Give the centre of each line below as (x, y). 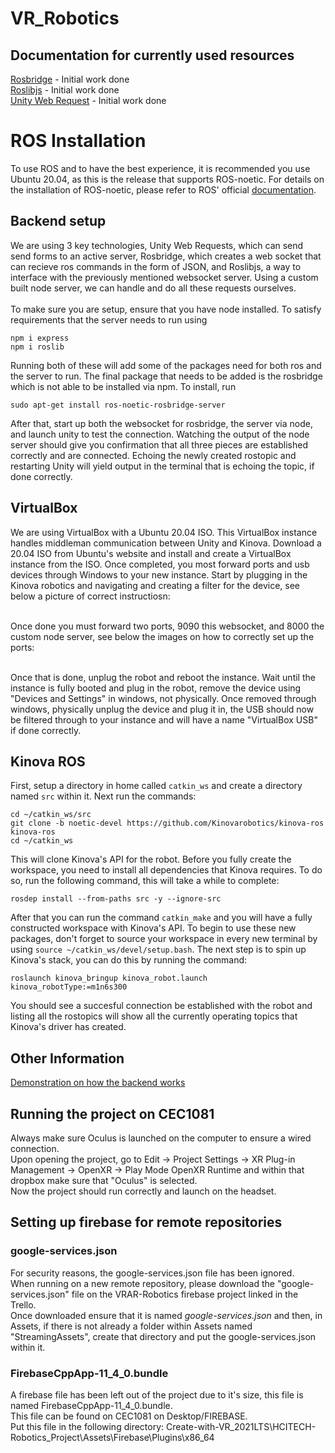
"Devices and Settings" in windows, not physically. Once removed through (163, 698)
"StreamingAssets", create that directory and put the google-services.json (163, 1336)
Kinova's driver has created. (68, 1027)
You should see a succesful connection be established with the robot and (161, 1006)
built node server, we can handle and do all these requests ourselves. (153, 288)
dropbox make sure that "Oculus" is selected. (104, 1180)
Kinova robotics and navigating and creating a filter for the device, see (155, 585)
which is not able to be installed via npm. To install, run (123, 386)
